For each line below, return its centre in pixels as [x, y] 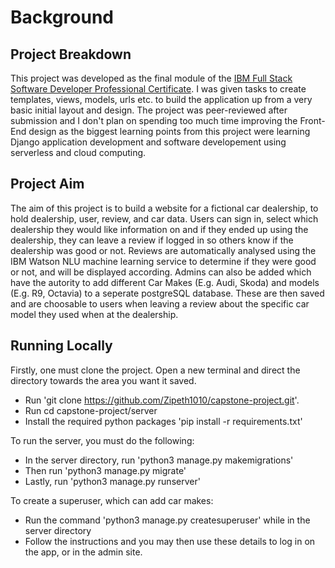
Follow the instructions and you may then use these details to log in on [170, 541]
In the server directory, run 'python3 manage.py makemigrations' [159, 460]
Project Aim [47, 184]
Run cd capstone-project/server [91, 410]
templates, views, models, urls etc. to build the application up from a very [161, 99]
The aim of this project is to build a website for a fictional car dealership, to [164, 208]
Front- [312, 120]
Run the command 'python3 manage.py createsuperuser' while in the [167, 520]
